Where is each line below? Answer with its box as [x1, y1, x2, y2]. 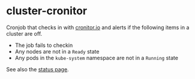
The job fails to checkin [14, 42, 73, 49]
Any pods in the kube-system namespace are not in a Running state [14, 54, 179, 61]
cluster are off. [6, 30, 43, 37]
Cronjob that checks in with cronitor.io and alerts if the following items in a [6, 24, 190, 31]
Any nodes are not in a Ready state [14, 48, 100, 55]
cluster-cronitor [6, 4, 88, 18]
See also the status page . [6, 65, 69, 72]
